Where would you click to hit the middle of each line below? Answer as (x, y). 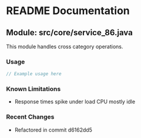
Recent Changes (30, 117)
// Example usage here (34, 74)
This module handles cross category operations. (65, 46)
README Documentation (68, 11)
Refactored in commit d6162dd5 (53, 130)
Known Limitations (33, 89)
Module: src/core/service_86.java (70, 33)
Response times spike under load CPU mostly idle (75, 102)
